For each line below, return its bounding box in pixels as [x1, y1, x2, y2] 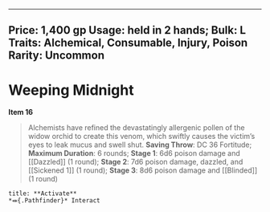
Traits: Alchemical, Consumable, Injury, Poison [8, 36, 248, 50]
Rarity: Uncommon [8, 49, 104, 63]
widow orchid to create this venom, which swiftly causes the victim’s [27, 132, 256, 141]
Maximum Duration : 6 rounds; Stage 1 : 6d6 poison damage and [27, 149, 241, 158]
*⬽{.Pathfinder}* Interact [8, 197, 100, 205]
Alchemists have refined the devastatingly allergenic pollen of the [27, 123, 245, 132]
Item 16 [8, 108, 34, 117]
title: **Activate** [8, 190, 78, 198]
